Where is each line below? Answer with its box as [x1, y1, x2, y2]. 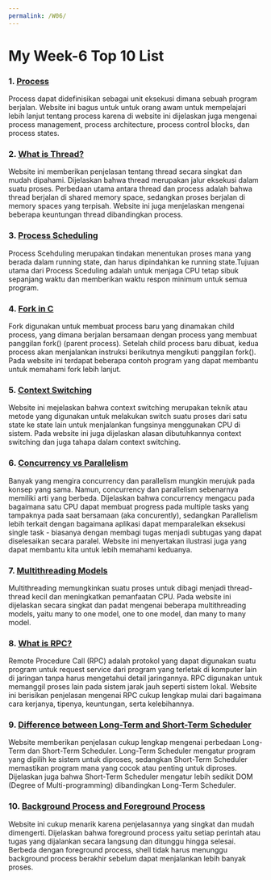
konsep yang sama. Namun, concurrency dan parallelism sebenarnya [8, 484, 239, 494]
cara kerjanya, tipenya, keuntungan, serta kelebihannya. [8, 699, 195, 709]
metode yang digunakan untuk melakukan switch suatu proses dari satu [8, 412, 248, 421]
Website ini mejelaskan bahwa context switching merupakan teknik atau [8, 403, 248, 412]
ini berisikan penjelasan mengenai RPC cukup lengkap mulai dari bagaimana [8, 691, 262, 700]
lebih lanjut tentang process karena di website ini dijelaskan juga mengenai [8, 111, 257, 121]
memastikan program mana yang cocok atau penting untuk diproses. [8, 764, 237, 773]
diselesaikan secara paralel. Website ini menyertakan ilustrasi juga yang [8, 535, 248, 546]
